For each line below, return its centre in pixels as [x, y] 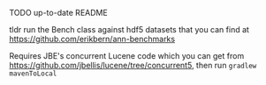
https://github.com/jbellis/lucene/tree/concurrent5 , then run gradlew [133, 65]
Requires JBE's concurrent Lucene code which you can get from [127, 56]
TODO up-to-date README [58, 13]
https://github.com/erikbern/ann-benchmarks [92, 39]
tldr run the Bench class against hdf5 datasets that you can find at [129, 29]
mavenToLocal [33, 74]
